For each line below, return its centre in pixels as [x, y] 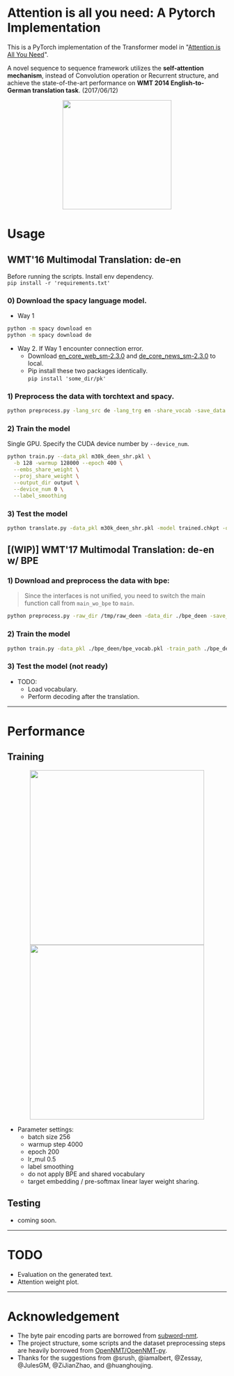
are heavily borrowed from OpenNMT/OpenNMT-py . [92, 1351]
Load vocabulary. [53, 689]
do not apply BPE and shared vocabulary [86, 1174]
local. [36, 363]
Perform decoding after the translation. [84, 696]
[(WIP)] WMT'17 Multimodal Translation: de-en [111, 550]
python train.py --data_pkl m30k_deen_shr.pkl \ [79, 457]
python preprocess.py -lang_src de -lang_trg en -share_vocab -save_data [117, 411]
